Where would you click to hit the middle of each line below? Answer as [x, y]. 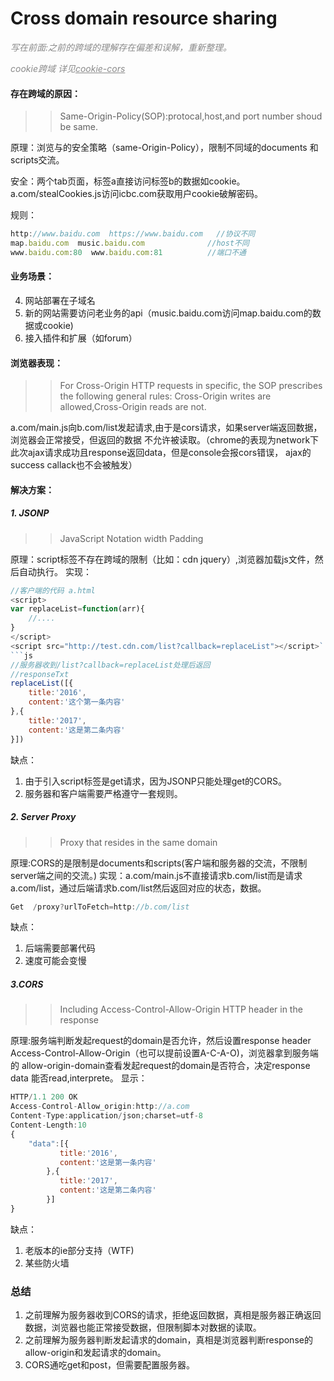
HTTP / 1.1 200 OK [44, 1097]
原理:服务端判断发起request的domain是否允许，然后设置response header [161, 1041]
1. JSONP [30, 513]
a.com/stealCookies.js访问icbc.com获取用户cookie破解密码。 [137, 194]
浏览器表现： [36, 363]
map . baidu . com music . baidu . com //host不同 [130, 243]
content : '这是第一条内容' [108, 1162]
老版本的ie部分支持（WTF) [79, 1250]
